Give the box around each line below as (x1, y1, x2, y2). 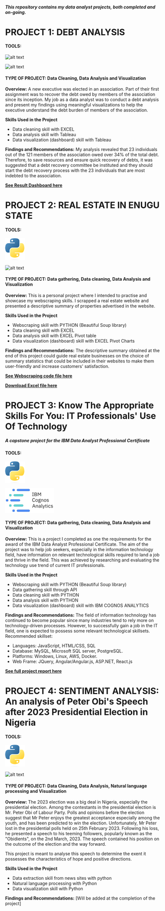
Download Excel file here (5, 382, 57, 388)
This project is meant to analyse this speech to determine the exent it (5, 851, 146, 857)
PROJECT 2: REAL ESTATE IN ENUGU (5, 200, 160, 211)
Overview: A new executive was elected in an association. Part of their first (5, 86, 160, 92)
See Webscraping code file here (5, 373, 73, 379)
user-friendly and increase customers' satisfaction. (5, 363, 110, 369)
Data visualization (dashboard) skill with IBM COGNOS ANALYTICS (12, 602, 149, 608)
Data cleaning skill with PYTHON (12, 592, 79, 598)
